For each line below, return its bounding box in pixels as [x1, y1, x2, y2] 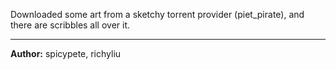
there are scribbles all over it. [10, 19, 131, 31]
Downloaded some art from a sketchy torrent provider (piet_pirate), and [10, 9, 305, 20]
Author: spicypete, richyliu [10, 48, 122, 59]
